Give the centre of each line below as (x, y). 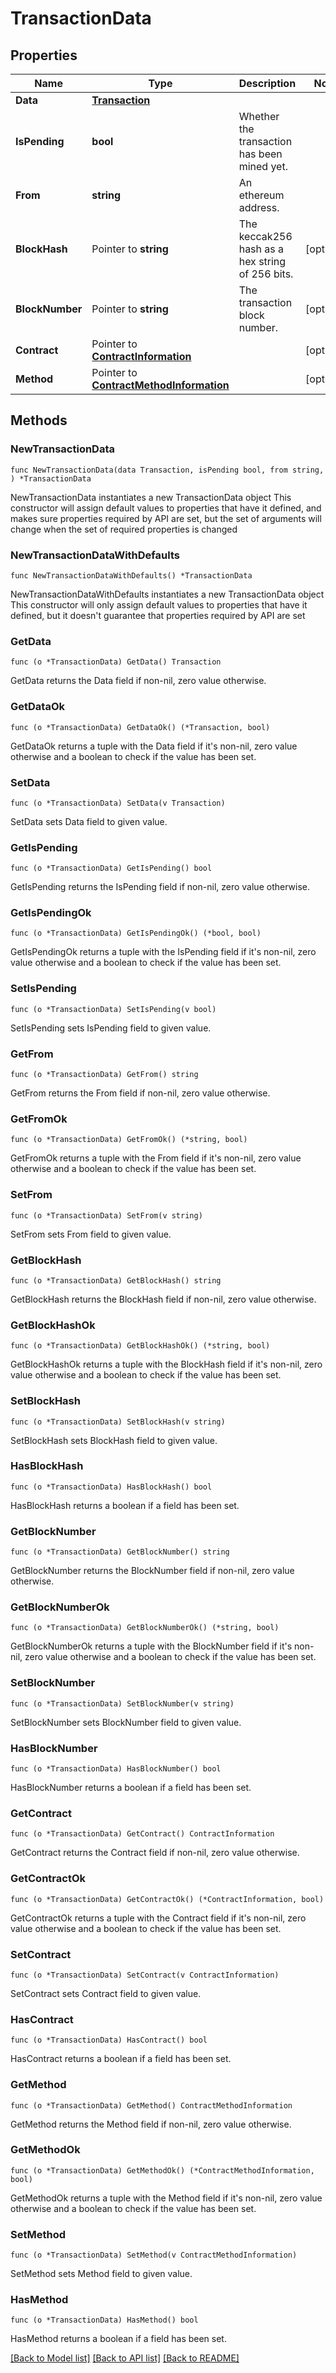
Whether (259, 116)
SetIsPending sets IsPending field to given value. (111, 1028)
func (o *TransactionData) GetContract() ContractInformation (142, 1834)
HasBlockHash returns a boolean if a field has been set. (125, 1505)
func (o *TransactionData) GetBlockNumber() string (120, 1552)
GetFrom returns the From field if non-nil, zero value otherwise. (140, 1093)
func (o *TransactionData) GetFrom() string (104, 1075)
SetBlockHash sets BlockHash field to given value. (114, 1440)
